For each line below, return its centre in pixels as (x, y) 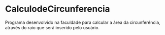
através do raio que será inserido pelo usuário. (52, 27)
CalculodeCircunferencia (58, 9)
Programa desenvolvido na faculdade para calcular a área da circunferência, (83, 22)
